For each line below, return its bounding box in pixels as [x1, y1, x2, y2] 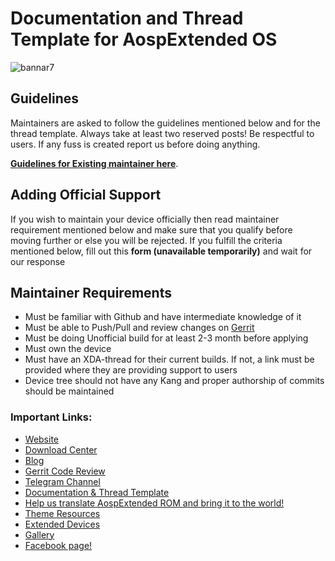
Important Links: [10, 410, 93, 424]
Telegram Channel [24, 475, 101, 487]
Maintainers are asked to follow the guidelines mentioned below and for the [10, 117, 321, 129]
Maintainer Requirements [10, 284, 172, 301]
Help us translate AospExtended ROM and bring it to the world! [24, 497, 285, 509]
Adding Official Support [10, 187, 162, 204]
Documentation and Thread [10, 7, 244, 30]
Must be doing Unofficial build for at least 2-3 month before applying [24, 332, 309, 344]
